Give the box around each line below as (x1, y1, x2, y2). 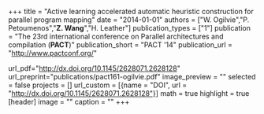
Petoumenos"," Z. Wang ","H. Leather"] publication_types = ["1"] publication (8, 24, 251, 32)
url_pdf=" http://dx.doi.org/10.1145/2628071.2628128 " (8, 64, 181, 73)
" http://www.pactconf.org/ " (8, 49, 97, 57)
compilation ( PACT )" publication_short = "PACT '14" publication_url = (8, 40, 232, 50)
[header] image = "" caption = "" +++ (8, 97, 130, 106)
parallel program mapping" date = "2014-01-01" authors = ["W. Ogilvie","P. (8, 15, 250, 24)
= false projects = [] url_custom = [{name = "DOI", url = (8, 80, 188, 90)
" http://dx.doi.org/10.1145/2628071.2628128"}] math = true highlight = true (8, 89, 250, 97)
